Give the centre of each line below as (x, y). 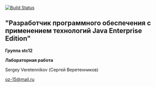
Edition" (18, 39)
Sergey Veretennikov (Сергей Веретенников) (52, 70)
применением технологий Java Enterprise (74, 31)
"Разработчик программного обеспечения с (78, 23)
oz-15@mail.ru (20, 79)
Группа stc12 (19, 50)
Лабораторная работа (29, 60)
